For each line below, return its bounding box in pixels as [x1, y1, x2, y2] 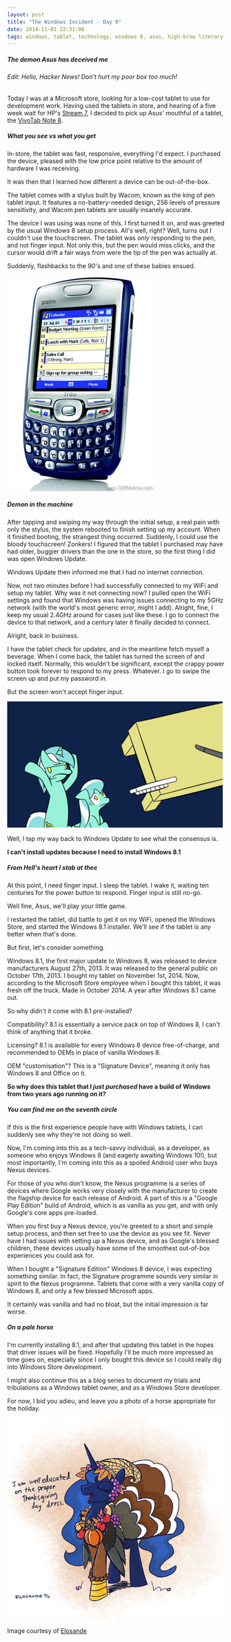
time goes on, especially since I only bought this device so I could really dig [7, 1355, 222, 1363]
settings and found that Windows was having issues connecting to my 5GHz [7, 596, 224, 604]
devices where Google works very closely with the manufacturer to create [7, 1186, 218, 1195]
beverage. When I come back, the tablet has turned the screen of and [7, 652, 205, 660]
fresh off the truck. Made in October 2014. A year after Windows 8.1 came [7, 985, 216, 994]
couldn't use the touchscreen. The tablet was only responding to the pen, [7, 234, 216, 242]
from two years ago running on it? [7, 1089, 107, 1098]
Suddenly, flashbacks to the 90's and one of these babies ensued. [7, 261, 196, 270]
